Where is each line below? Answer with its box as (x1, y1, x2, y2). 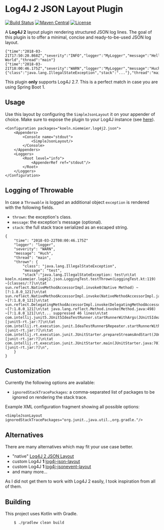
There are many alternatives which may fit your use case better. (5, 444, 133, 450)
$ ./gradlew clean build (14, 520, 64, 525)
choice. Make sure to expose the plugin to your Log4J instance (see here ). (5, 116, 155, 122)
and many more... (12, 469, 48, 475)
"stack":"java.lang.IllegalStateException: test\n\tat (22, 272, 137, 277)
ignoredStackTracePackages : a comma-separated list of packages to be (12, 389, 155, 395)
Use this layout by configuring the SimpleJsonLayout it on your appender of (5, 111, 155, 117)
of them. (5, 484, 22, 489)
